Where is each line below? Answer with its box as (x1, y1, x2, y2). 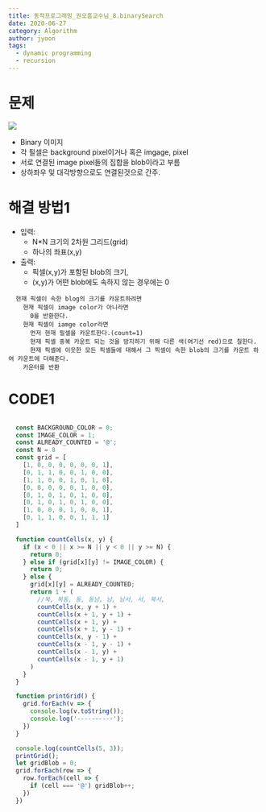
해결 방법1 (8, 199, 70, 217)
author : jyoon (8, 34, 56, 43)
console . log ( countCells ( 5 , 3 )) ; (15, 744, 125, 752)
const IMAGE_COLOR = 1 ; (15, 431, 95, 439)
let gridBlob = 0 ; (15, 759, 78, 768)
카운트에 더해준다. (17, 354, 69, 362)
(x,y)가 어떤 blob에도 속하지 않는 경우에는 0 (31, 277, 170, 287)
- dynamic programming (15, 49, 92, 57)
